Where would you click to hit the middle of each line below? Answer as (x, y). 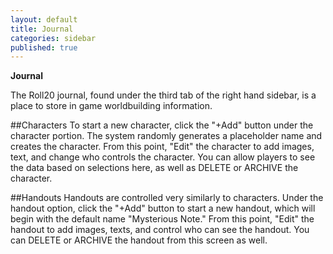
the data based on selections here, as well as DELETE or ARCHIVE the (154, 168)
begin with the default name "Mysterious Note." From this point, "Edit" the (162, 219)
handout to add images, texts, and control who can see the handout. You (160, 230)
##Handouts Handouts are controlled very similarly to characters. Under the (167, 198)
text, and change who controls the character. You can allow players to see (163, 157)
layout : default (44, 19)
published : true (44, 47)
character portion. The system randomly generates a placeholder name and (166, 136)
